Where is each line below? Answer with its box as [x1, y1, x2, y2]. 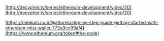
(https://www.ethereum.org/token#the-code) [5, 30, 100, 36]
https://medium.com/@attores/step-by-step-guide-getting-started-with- [7, 20, 159, 25]
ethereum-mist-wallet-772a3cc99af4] [5, 25, 85, 31]
